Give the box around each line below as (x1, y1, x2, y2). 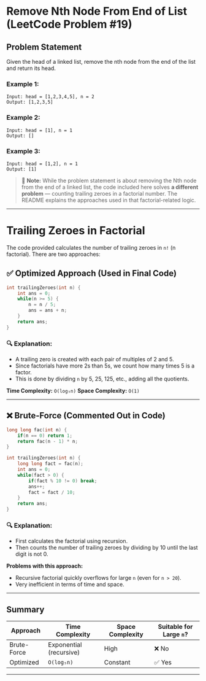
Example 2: (6, 113, 40, 122)
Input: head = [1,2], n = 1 (6, 161, 78, 167)
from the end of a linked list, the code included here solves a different (21, 183, 199, 191)
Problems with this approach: (6, 563, 83, 570)
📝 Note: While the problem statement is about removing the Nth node (21, 177, 197, 184)
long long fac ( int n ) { (6, 426, 67, 433)
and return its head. (6, 64, 56, 72)
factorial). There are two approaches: (6, 250, 101, 258)
